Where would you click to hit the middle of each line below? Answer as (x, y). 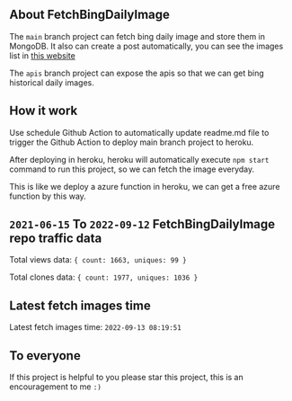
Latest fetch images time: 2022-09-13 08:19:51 (95, 327)
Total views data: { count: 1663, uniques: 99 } (98, 260)
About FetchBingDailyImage (90, 15)
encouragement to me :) (55, 387)
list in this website (43, 55)
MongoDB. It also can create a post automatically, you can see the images (146, 46)
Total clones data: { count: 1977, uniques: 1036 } (104, 277)
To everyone (45, 356)
